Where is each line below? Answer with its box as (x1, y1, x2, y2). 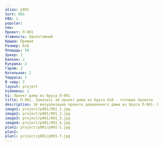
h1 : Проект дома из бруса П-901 (5, 93, 70, 98)
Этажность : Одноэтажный (5, 35, 53, 39)
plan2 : (5, 129, 18, 134)
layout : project (5, 84, 38, 89)
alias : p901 (5, 7, 29, 12)
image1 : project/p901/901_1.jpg (5, 107, 70, 112)
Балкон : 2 (5, 57, 25, 62)
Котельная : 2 (5, 71, 32, 75)
